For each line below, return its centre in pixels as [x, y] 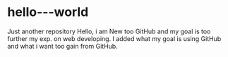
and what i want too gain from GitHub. [62, 46]
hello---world [48, 12]
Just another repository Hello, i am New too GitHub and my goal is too [109, 31]
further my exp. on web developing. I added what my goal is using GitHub [114, 38]
